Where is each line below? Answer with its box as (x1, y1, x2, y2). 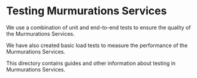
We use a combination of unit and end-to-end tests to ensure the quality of (6, 24, 191, 31)
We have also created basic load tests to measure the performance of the (6, 42, 188, 49)
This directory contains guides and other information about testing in (6, 60, 176, 67)
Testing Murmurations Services (6, 4, 167, 18)
